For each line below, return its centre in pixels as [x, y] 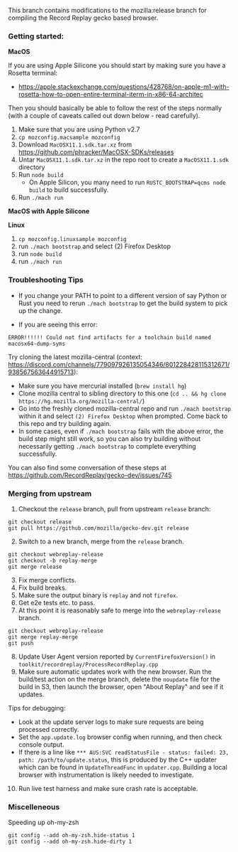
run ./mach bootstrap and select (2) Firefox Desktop [95, 246]
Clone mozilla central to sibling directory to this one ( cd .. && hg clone [122, 393]
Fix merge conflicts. [47, 580]
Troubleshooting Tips [46, 280]
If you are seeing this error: [58, 324]
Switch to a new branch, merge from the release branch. [101, 541]
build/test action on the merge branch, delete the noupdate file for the [119, 679]
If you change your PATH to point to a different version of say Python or [123, 295]
